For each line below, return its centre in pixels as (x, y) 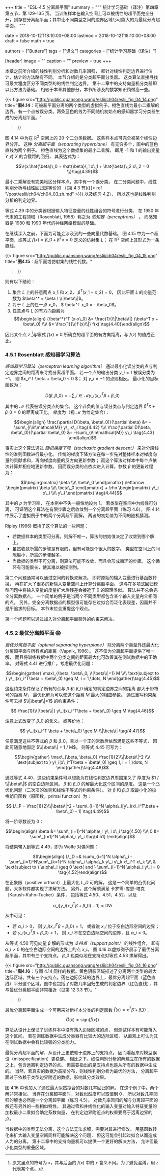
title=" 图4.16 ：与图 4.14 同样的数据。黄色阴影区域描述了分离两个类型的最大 (81, 971)
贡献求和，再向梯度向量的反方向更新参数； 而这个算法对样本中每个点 (83, 461)
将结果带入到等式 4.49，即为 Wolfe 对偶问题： (52, 847)
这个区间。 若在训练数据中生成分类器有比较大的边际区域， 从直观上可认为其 (82, 1036)
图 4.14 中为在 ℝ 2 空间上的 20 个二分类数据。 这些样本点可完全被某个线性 (79, 137)
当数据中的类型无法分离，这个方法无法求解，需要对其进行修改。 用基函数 (79, 1129)
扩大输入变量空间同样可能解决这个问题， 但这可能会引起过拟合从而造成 (85, 1135)
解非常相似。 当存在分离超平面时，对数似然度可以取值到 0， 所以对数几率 (79, 1094)
